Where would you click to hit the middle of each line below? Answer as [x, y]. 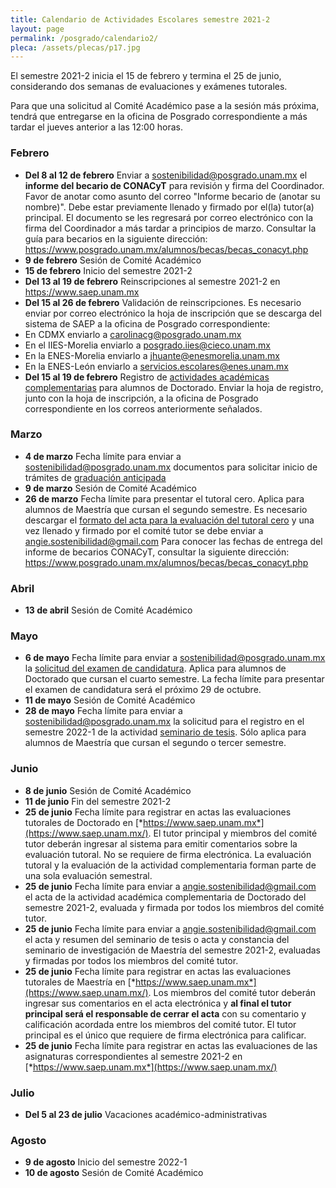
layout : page [37, 29]
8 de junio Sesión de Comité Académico [108, 790]
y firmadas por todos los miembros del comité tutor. [131, 960]
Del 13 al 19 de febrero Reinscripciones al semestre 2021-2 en [152, 281]
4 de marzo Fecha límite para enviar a [103, 456]
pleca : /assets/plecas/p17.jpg [75, 47]
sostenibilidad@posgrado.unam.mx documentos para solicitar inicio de [171, 467]
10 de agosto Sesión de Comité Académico [114, 1173]
